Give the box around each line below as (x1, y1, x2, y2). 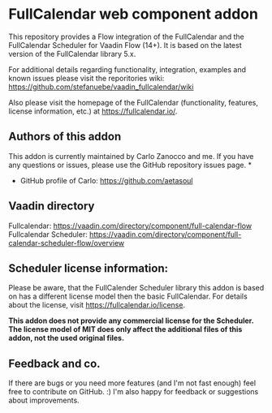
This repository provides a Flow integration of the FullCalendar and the (8, 32, 245, 41)
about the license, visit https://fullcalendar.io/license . (8, 300, 185, 310)
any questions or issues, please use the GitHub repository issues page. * (8, 160, 252, 170)
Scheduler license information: (8, 261, 169, 275)
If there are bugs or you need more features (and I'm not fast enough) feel (8, 378, 257, 388)
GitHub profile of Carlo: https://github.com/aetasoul (19, 175, 193, 185)
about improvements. (8, 395, 80, 406)
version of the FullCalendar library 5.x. (8, 49, 136, 58)
